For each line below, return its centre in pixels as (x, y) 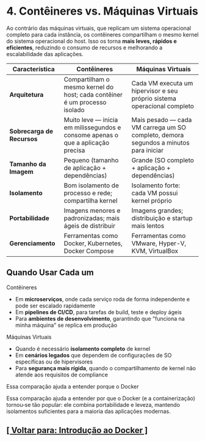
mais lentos (148, 226)
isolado (74, 110)
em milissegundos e (92, 127)
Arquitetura (27, 95)
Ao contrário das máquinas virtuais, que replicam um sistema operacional (99, 28)
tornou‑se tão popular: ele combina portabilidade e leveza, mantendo (93, 404)
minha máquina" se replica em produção (66, 325)
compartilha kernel (91, 201)
